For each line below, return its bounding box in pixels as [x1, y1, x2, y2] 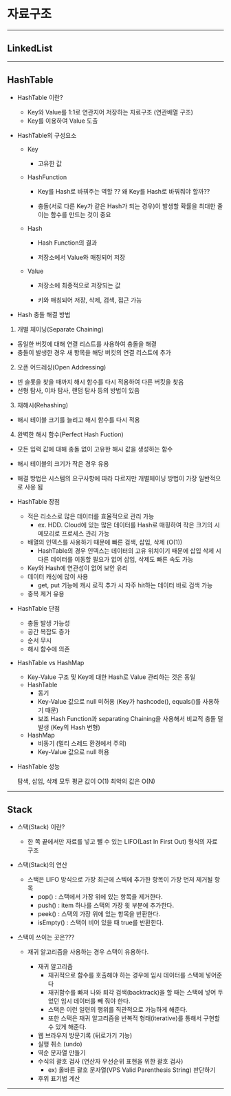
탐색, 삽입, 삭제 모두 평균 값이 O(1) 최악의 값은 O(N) [16, 777, 156, 785]
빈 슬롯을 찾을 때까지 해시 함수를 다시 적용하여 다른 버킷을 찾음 [16, 377, 184, 386]
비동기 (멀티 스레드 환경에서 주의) [37, 739, 127, 747]
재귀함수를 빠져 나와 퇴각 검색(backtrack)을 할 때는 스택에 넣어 [47, 988, 217, 997]
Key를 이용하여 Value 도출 [27, 116, 98, 125]
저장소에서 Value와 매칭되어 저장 [37, 253, 126, 261]
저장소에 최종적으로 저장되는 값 [37, 281, 121, 290]
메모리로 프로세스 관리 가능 [37, 529, 110, 538]
